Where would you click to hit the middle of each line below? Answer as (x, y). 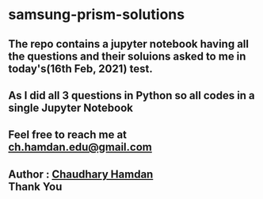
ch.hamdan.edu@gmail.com (80, 147)
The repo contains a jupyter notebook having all (129, 44)
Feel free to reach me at (68, 135)
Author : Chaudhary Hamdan (81, 174)
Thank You (35, 187)
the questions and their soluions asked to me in (127, 56)
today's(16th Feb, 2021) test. (80, 69)
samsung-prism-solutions (96, 15)
